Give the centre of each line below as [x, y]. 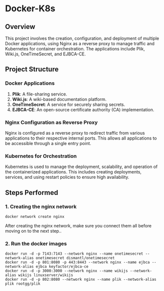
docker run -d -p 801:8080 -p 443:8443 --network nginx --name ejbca [78, 263]
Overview [20, 27]
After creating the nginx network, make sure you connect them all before [78, 225]
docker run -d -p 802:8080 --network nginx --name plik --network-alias [81, 280]
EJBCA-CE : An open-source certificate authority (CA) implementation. [83, 109]
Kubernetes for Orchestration [41, 156]
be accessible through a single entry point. [48, 143]
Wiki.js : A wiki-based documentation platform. [59, 99]
